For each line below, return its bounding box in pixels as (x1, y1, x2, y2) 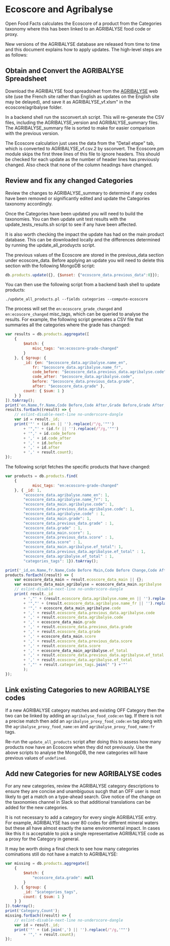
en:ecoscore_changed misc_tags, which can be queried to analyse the (5, 311, 149, 317)
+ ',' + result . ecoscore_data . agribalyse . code (23, 615, 123, 620)
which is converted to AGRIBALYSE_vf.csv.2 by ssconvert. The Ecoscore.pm (5, 145, 164, 151)
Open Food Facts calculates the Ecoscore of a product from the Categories (5, 20, 162, 26)
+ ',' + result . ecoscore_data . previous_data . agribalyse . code (23, 610, 155, 615)
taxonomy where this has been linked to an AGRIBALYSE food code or (5, 25, 151, 31)
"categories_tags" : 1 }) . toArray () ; (23, 558, 99, 563)
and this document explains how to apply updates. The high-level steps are (5, 46, 162, 52)
